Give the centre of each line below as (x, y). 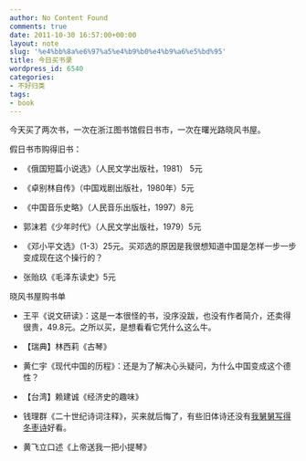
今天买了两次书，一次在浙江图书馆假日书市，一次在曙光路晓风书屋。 (137, 130)
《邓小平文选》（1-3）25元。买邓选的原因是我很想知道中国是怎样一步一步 (159, 246)
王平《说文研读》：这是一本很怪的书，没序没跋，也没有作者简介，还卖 (153, 316)
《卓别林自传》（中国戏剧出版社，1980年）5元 (108, 188)
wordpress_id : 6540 (47, 69)
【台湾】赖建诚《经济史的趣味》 (83, 397)
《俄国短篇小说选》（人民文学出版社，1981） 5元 (112, 169)
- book (22, 103)
